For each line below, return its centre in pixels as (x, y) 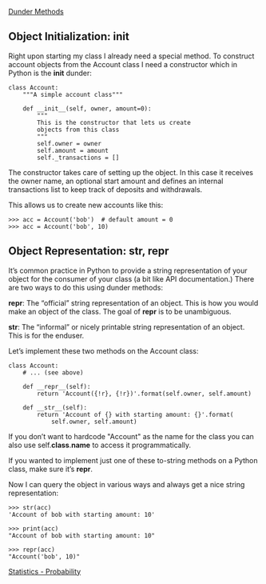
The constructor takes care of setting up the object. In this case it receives (131, 172)
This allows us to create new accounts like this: (86, 205)
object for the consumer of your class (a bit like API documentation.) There (131, 278)
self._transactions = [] (78, 158)
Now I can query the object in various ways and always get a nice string (127, 484)
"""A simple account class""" (73, 94)
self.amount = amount (73, 150)
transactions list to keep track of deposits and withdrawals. (105, 189)
